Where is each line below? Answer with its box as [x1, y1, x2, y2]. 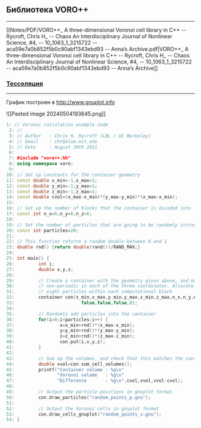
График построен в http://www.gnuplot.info [6, 99, 115, 106]
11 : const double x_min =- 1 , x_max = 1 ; [6, 177, 98, 183]
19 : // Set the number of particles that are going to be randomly [6, 221, 178, 228]
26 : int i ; [6, 260, 55, 267]
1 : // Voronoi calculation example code [6, 122, 109, 128]
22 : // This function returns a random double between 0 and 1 [6, 239, 167, 245]
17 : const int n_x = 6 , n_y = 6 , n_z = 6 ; [6, 211, 93, 217]
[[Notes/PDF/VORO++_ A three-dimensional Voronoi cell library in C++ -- [6, 26, 187, 34]
